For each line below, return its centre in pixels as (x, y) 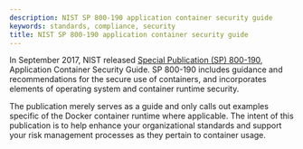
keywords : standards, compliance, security (93, 26)
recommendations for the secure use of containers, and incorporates (138, 79)
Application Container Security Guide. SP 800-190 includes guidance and (146, 70)
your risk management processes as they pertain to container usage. (138, 135)
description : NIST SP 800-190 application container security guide (141, 18)
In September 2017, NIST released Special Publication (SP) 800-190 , (136, 61)
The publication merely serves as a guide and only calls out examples (139, 107)
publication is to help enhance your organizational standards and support (146, 126)
